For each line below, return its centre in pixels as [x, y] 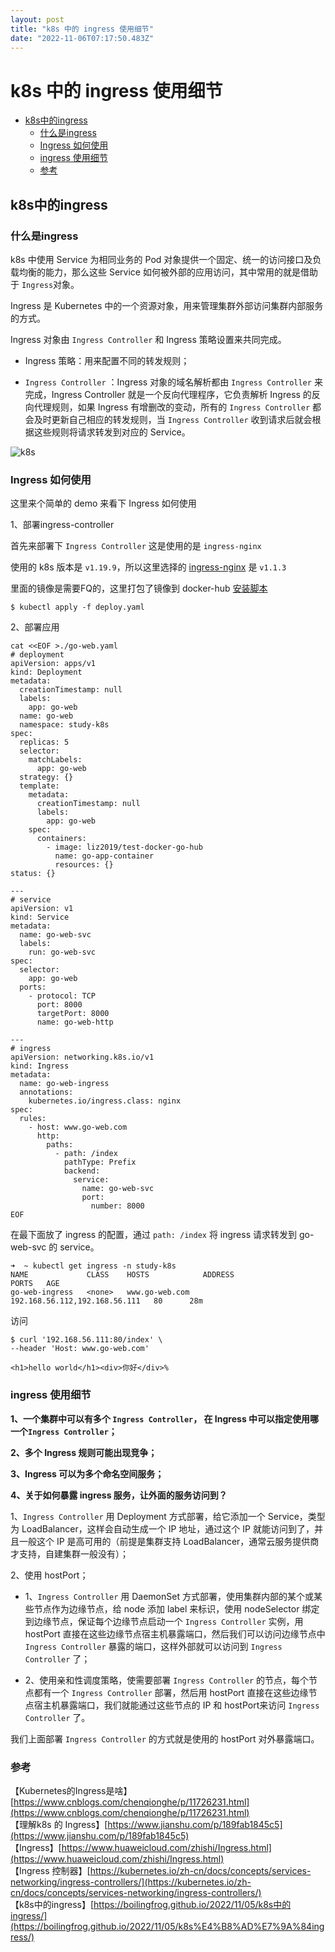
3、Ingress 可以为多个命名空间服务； [87, 1473]
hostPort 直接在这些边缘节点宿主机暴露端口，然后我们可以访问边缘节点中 [175, 1633]
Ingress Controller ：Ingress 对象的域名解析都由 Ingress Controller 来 [173, 382]
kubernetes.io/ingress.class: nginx [105, 1101]
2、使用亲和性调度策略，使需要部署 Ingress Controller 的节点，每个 [167, 1680]
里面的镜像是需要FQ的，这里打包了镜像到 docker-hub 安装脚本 [139, 588]
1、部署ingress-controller [62, 525]
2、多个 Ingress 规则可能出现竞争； [84, 1452]
